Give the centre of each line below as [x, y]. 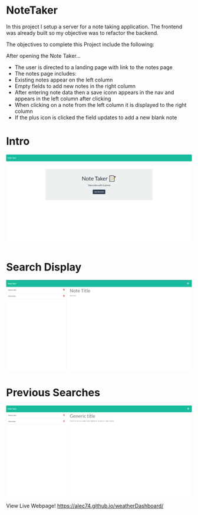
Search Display [44, 267]
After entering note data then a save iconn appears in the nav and [94, 92]
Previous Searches [53, 392]
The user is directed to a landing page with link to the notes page [93, 67]
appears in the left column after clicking [63, 99]
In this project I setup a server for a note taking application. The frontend [94, 27]
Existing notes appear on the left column [64, 80]
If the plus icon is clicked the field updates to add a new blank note [96, 117]
